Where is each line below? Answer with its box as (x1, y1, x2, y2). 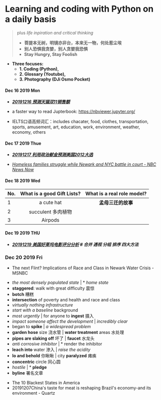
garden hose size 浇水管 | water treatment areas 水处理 (12, 330, 124, 335)
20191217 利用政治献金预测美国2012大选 (12, 152, 93, 157)
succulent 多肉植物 (29, 208, 72, 215)
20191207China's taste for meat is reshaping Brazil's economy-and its (12, 385, 151, 391)
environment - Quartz (12, 390, 56, 396)
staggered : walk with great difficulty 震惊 (12, 285, 95, 291)
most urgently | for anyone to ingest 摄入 (12, 313, 94, 319)
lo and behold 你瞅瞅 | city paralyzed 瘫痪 (12, 353, 97, 359)
